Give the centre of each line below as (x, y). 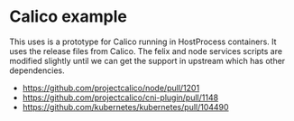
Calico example (69, 17)
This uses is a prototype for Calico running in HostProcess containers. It (143, 42)
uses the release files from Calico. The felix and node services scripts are (146, 51)
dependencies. (37, 70)
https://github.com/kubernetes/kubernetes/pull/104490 (125, 107)
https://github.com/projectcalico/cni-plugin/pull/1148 (120, 98)
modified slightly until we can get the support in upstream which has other (147, 60)
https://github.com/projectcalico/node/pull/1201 (111, 88)
